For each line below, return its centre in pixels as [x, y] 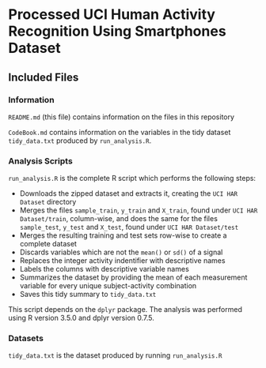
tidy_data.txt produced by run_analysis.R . [80, 141]
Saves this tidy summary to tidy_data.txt [88, 295]
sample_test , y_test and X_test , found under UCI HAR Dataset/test [129, 227]
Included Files [44, 77]
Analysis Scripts [40, 161]
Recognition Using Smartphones [118, 31]
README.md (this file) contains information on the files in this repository [122, 117]
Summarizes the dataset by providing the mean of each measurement [133, 277]
